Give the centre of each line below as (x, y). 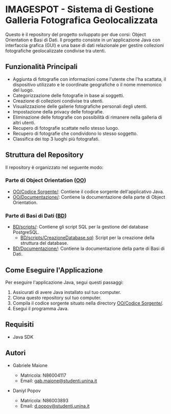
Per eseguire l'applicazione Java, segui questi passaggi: (64, 282)
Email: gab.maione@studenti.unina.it (59, 381)
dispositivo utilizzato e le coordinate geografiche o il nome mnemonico (87, 84)
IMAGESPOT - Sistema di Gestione (80, 9)
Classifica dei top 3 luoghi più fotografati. (56, 139)
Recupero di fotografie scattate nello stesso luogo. (66, 128)
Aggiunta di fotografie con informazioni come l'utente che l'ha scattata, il (89, 79)
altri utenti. (24, 122)
